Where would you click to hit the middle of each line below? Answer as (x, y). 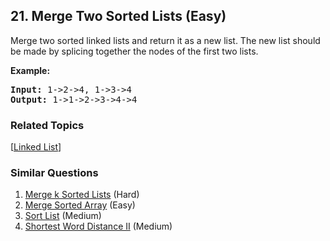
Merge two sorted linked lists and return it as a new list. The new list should (165, 40)
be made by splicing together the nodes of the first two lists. (134, 51)
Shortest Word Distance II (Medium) (98, 226)
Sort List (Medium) (63, 216)
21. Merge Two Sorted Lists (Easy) (118, 16)
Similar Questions (54, 173)
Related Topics (47, 125)
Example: (30, 70)
